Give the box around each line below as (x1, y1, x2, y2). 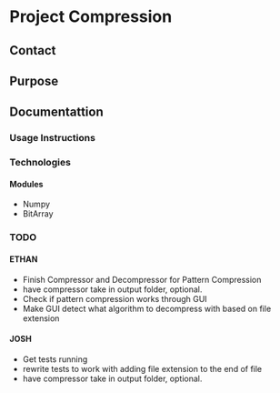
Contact (9, 43, 56, 58)
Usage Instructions (9, 132, 95, 145)
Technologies (9, 156, 71, 169)
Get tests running (22, 353, 88, 365)
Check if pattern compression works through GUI (22, 293, 207, 304)
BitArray (22, 208, 54, 219)
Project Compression (9, 6, 173, 27)
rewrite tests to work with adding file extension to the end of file (22, 363, 263, 374)
